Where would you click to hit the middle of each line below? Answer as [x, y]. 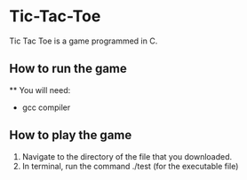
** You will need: [40, 90]
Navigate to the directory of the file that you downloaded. [127, 156]
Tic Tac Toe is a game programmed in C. [84, 41]
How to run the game [68, 69]
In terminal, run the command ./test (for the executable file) [130, 166]
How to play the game [71, 135]
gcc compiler [46, 107]
